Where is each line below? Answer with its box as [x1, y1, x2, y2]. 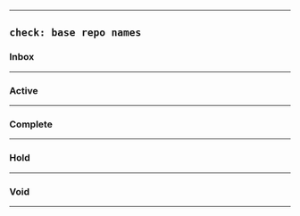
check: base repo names [9, 26, 142, 39]
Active [9, 84, 38, 96]
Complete [9, 118, 54, 130]
